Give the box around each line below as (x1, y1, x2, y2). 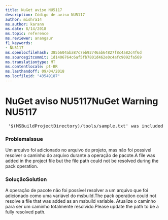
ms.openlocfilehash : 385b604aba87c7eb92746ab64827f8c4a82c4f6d (5, 50, 142, 55)
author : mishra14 (5, 17, 42, 22)
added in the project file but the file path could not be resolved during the (5, 158, 159, 164)
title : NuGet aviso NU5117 (5, 7, 62, 13)
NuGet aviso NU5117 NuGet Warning (5, 96, 158, 107)
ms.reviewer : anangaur (5, 36, 53, 41)
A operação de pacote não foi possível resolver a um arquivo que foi (5, 187, 148, 194)
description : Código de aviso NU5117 (5, 12, 85, 17)
